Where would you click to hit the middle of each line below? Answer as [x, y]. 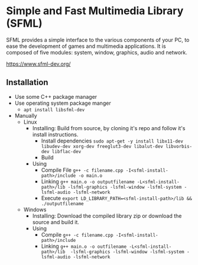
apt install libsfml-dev [54, 110]
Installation [27, 83]
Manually [26, 115]
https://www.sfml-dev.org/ [38, 64]
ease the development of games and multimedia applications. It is [86, 46]
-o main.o [90, 176]
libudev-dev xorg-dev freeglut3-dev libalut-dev [102, 146]
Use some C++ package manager [56, 96]
